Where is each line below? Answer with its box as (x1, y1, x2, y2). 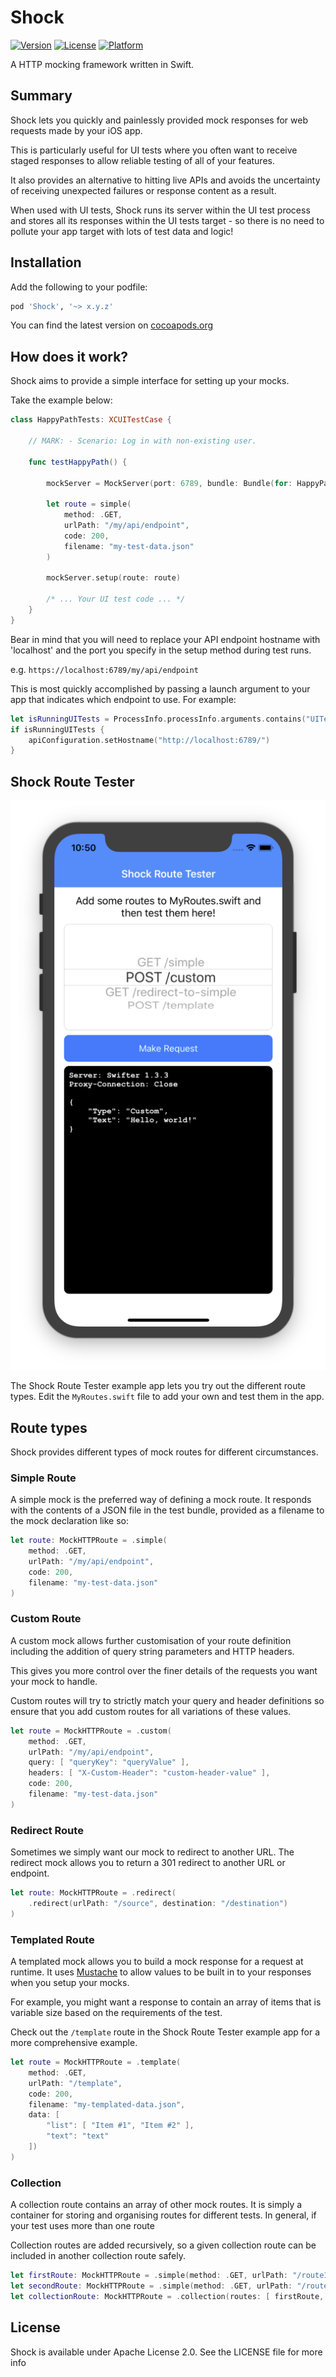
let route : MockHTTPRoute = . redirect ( (10, 1888, 177, 1898)
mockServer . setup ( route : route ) (46, 573, 182, 583)
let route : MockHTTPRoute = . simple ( (10, 1536, 168, 1546)
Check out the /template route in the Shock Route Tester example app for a (10, 2026, 321, 2038)
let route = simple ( (46, 499, 132, 510)
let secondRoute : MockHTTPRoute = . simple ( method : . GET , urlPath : (10, 2281, 293, 2291)
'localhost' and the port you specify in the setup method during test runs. (10, 644, 312, 656)
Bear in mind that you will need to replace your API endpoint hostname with (10, 633, 321, 645)
